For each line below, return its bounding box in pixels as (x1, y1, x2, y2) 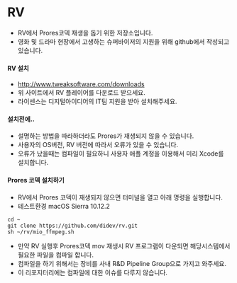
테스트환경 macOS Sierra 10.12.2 (17, 202, 110, 210)
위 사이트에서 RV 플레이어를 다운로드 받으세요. (17, 88, 145, 97)
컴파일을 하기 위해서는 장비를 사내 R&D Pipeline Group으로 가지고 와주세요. (17, 259, 227, 267)
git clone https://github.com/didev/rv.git (7, 222, 138, 229)
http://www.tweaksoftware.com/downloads (17, 80, 145, 88)
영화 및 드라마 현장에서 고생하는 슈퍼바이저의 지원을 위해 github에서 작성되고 (17, 37, 230, 46)
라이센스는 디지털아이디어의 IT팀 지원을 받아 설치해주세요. (17, 97, 177, 106)
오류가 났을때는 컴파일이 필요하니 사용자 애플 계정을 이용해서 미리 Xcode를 (17, 149, 224, 158)
